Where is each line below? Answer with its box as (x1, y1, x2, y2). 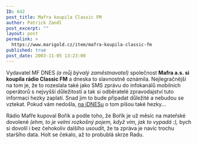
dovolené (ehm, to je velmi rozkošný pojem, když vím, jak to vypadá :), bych (6, 118, 192, 125)
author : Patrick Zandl (6, 20, 62, 25)
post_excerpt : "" (6, 25, 49, 31)
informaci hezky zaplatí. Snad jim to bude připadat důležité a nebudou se (6, 94, 185, 101)
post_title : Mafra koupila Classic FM (6, 14, 102, 20)
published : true (6, 47, 46, 53)
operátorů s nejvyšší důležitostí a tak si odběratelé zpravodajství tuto (6, 88, 174, 95)
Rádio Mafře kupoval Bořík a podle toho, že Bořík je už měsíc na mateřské (6, 112, 186, 119)
